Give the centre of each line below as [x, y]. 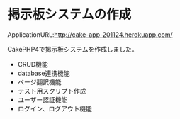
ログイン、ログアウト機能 [55, 108]
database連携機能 [44, 73]
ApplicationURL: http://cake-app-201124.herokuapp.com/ [90, 34]
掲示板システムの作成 [69, 15]
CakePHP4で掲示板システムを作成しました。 [73, 49]
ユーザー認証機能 [43, 99]
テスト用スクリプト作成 [52, 91]
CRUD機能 [33, 64]
